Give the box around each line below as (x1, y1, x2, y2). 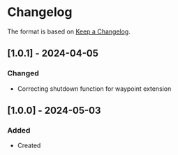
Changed (7, 68, 40, 78)
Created (17, 141, 41, 150)
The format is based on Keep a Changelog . (7, 27, 131, 36)
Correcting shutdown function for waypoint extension (17, 84, 172, 93)
